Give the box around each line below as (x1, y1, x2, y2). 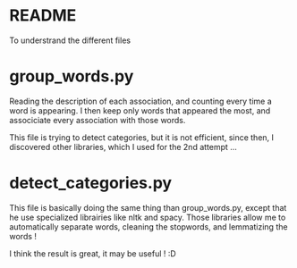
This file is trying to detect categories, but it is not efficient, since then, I (9, 131, 275, 143)
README (9, 5, 77, 26)
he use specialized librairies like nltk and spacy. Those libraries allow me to (9, 212, 286, 222)
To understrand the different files (9, 35, 132, 46)
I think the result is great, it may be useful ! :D (9, 247, 176, 259)
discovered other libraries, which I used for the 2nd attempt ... (9, 141, 237, 152)
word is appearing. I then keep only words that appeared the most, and (9, 105, 271, 116)
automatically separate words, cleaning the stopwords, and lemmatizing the (9, 221, 288, 232)
